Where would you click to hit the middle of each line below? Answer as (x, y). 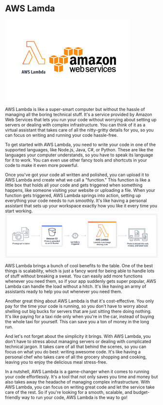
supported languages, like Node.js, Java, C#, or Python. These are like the (79, 149)
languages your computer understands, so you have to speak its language (79, 155)
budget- (141, 392)
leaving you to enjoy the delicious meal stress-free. (56, 362)
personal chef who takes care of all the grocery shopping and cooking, (76, 357)
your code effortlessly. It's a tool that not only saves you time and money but (81, 377)
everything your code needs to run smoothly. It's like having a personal (76, 201)
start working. (19, 211)
